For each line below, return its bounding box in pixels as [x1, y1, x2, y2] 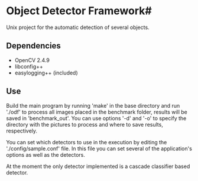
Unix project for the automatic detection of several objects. [6, 24, 150, 31]
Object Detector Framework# [6, 4, 152, 18]
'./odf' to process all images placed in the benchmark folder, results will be [6, 108, 187, 115]
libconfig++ [14, 63, 43, 70]
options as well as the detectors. [6, 151, 86, 158]
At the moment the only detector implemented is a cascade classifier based [6, 163, 190, 170]
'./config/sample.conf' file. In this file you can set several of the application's [6, 145, 192, 152]
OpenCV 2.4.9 [14, 56, 50, 63]
